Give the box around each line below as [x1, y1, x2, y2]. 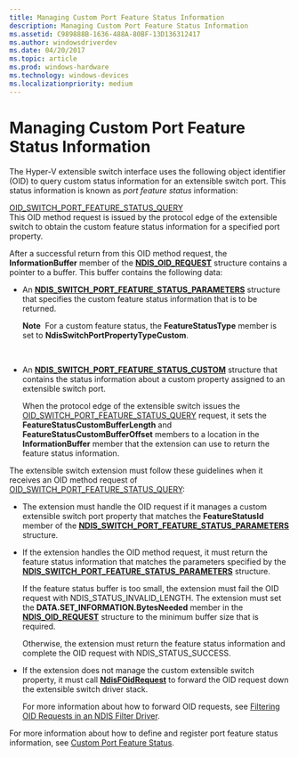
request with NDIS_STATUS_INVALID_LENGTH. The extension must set [21, 592, 282, 603]
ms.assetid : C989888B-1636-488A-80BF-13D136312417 [9, 29, 201, 38]
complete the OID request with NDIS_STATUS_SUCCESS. [21, 647, 231, 658]
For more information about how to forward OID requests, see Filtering [21, 701, 280, 712]
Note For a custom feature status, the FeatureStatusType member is [21, 320, 278, 330]
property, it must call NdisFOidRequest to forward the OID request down [21, 674, 289, 685]
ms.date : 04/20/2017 [9, 46, 86, 55]
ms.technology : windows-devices [9, 71, 129, 80]
